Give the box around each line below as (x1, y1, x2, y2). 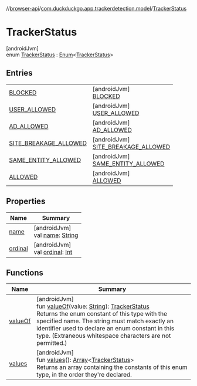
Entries (6, 68, 33, 78)
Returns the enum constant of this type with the (36, 310, 168, 318)
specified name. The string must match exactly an (36, 317, 174, 325)
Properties (6, 197, 46, 206)
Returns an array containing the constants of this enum (36, 363, 188, 371)
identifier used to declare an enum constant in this (36, 324, 175, 333)
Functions (6, 268, 44, 277)
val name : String (33, 231, 79, 239)
